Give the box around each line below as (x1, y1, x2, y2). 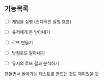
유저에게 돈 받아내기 (11, 29, 50, 35)
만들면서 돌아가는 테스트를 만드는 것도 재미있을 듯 (4, 71, 99, 77)
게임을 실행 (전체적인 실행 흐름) (11, 19, 72, 25)
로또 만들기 (11, 39, 33, 45)
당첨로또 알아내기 (11, 50, 45, 55)
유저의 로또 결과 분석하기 (11, 60, 59, 66)
